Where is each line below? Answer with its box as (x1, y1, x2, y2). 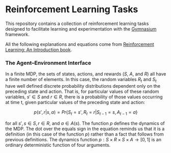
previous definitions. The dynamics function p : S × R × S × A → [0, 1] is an (5, 136, 162, 142)
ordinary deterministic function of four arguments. (5, 142, 111, 148)
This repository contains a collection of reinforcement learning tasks (5, 20, 149, 27)
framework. (5, 31, 30, 37)
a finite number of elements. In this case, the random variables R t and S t (5, 76, 157, 84)
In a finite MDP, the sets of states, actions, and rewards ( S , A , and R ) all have (5, 71, 166, 77)
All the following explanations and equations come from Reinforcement (5, 41, 154, 47)
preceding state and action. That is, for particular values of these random (5, 88, 159, 95)
